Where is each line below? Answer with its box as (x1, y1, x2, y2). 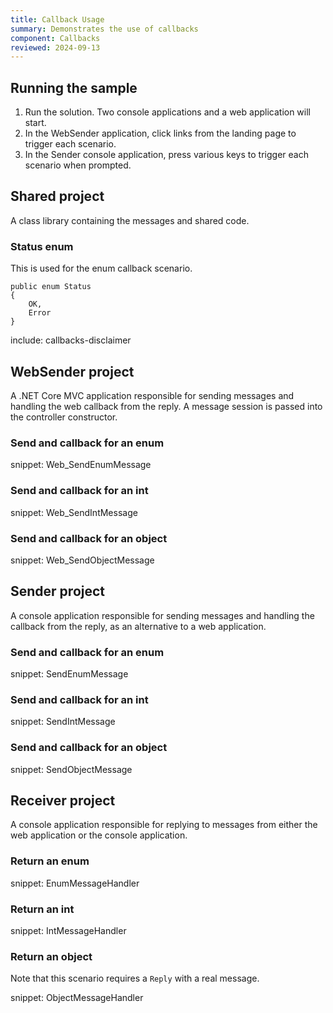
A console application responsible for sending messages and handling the (10, 609, 315, 621)
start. (24, 117, 47, 129)
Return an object (10, 949, 93, 963)
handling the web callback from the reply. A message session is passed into (10, 400, 323, 412)
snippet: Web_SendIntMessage (10, 506, 138, 518)
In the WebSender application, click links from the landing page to (24, 127, 297, 140)
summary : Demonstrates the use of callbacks (10, 24, 199, 34)
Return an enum (10, 854, 90, 868)
